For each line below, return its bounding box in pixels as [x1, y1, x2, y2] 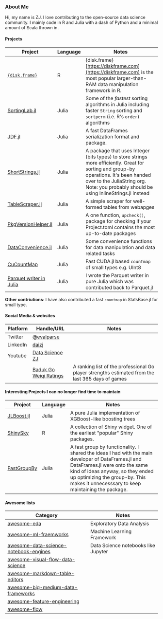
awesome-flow [7, 606, 43, 613]
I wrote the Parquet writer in [85, 272, 149, 278]
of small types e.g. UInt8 [85, 264, 142, 271]
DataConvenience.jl [7, 244, 52, 251]
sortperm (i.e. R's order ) [85, 113, 140, 120]
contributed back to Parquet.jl [85, 284, 153, 291]
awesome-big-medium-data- [7, 584, 78, 591]
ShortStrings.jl [7, 168, 40, 175]
